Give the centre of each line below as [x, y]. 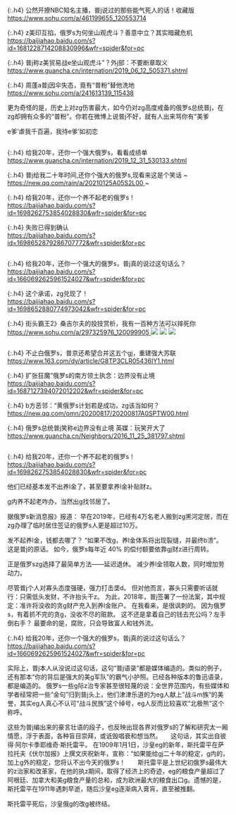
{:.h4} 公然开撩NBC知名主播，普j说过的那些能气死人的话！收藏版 [101, 10]
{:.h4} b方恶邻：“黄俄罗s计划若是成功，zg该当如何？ [83, 405]
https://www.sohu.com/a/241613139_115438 [70, 93]
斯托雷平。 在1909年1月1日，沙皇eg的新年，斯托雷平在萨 [142, 744]
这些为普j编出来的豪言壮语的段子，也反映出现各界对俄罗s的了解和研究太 [112, 727]
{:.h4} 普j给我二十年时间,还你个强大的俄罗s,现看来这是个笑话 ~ [98, 175]
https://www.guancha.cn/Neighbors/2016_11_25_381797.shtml [96, 436]
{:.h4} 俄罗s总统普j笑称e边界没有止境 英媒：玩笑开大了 [86, 428]
